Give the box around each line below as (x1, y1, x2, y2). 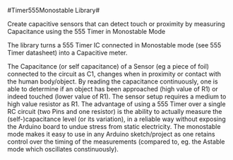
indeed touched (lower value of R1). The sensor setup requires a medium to (7, 92, 227, 101)
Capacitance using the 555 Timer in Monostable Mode (7, 28, 166, 35)
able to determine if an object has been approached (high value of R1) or (7, 85, 219, 93)
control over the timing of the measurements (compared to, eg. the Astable (7, 137, 225, 146)
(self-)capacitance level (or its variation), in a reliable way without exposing (7, 115, 226, 123)
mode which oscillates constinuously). (7, 145, 119, 153)
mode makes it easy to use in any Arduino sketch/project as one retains (7, 130, 215, 138)
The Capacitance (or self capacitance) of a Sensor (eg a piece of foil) (7, 62, 210, 70)
